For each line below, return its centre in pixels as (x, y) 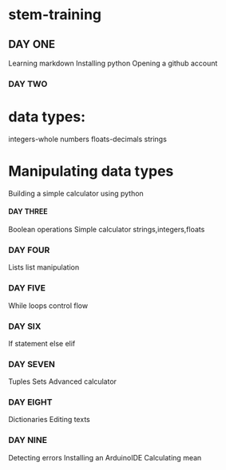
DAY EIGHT (30, 402)
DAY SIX (25, 326)
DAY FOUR (29, 250)
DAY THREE (28, 211)
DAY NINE (28, 440)
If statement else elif (42, 343)
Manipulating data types (91, 171)
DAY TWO (28, 84)
